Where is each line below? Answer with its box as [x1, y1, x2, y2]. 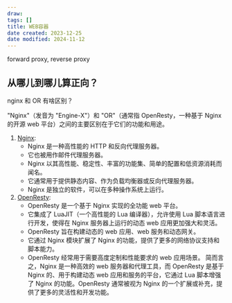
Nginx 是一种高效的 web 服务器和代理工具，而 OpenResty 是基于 [39, 261, 224, 270]
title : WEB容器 [7, 23, 49, 30]
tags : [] [7, 17, 33, 24]
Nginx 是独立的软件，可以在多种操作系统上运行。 [27, 185, 168, 193]
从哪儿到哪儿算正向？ [7, 77, 98, 89]
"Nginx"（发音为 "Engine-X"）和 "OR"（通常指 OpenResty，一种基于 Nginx [7, 111, 222, 119]
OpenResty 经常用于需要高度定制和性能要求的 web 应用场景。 [27, 253, 204, 261]
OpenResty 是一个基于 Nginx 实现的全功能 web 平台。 [27, 201, 182, 209]
